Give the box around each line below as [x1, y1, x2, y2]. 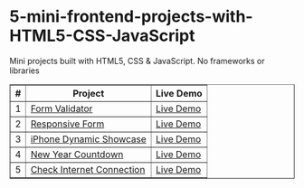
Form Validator [30, 102, 93, 115]
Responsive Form [30, 117, 105, 130]
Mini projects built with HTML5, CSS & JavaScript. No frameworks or [9, 55, 265, 66]
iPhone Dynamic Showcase [30, 133, 147, 146]
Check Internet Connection [30, 163, 146, 175]
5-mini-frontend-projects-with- [9, 6, 253, 27]
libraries [9, 65, 40, 76]
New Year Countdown [30, 147, 124, 160]
